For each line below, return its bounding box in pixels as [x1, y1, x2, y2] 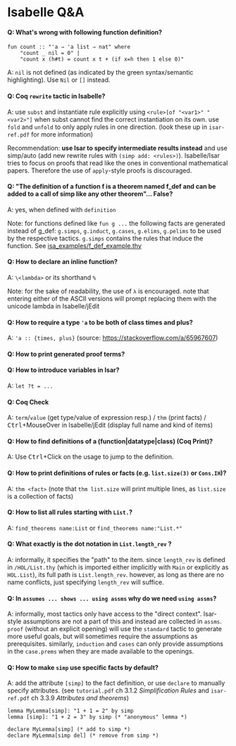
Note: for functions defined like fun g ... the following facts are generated [7, 219, 225, 228]
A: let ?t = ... [7, 382, 54, 390]
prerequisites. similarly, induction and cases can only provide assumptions [7, 640, 224, 648]
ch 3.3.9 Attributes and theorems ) [31, 694, 129, 702]
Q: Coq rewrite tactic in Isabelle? [7, 92, 106, 100]
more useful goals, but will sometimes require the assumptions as [7, 632, 198, 641]
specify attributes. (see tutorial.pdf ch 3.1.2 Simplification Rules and [7, 686, 209, 695]
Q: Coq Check [7, 397, 49, 406]
